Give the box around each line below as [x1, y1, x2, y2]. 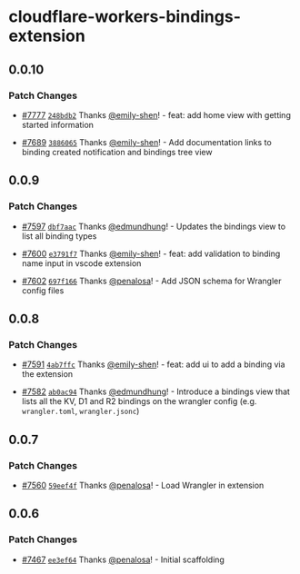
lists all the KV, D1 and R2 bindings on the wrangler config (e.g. [21, 396, 257, 407]
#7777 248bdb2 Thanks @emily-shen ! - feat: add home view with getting [21, 109, 292, 120]
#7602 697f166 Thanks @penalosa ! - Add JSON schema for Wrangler [21, 275, 282, 286]
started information [21, 119, 95, 130]
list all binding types [21, 230, 97, 242]
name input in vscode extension [21, 257, 142, 269]
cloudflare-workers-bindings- [8, 6, 242, 27]
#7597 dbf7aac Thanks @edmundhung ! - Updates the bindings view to [21, 221, 286, 232]
